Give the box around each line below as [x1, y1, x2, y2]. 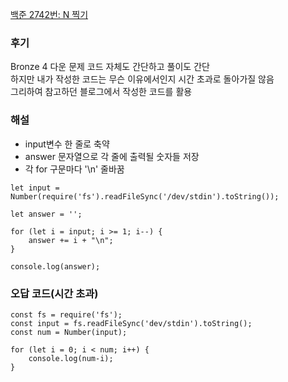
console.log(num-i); [28, 353, 114, 363]
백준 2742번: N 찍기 [10, 9, 89, 20]
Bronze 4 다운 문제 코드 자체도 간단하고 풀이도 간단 [10, 61, 210, 73]
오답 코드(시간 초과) [10, 286, 99, 300]
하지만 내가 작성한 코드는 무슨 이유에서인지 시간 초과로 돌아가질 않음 [10, 73, 275, 85]
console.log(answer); [10, 261, 101, 272]
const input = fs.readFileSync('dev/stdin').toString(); [10, 318, 253, 328]
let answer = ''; [10, 209, 83, 219]
